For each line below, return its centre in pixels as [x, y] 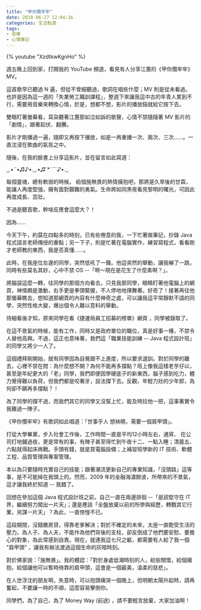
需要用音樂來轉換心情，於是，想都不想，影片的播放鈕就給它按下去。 [100, 104]
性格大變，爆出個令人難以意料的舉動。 [74, 305]
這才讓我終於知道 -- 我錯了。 [42, 484]
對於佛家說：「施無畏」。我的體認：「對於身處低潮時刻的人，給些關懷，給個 [97, 560]
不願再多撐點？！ [37, 388]
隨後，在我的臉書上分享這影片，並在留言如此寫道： [69, 157]
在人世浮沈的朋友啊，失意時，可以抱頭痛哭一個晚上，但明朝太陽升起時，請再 [100, 580]
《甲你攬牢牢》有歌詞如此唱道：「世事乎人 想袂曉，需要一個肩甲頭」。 [91, 421]
